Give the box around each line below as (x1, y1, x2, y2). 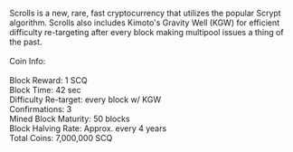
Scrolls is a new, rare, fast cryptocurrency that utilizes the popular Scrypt (9, 8, 282, 18)
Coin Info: (9, 56, 46, 66)
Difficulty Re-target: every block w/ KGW (9, 94, 162, 105)
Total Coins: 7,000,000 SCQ (9, 133, 113, 143)
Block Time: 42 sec (9, 85, 81, 95)
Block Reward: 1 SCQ (9, 75, 88, 85)
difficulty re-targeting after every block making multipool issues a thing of (9, 27, 284, 37)
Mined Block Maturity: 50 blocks (9, 113, 130, 124)
